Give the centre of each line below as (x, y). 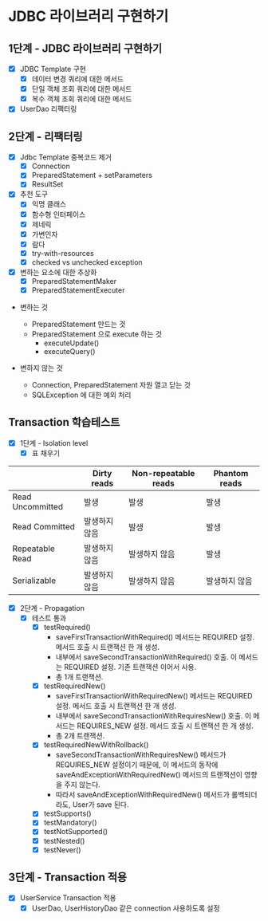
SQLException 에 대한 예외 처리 (81, 395)
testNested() (64, 840)
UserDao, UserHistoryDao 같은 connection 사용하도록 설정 (126, 908)
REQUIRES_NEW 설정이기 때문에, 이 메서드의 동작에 (137, 765)
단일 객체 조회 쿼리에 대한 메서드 (82, 89)
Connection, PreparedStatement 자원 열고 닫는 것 (111, 385)
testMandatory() (70, 823)
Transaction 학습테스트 (64, 422)
